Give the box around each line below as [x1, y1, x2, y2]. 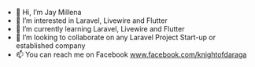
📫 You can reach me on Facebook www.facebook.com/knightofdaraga [15, 50, 247, 59]
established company [15, 41, 86, 50]
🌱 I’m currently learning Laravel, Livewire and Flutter [15, 24, 185, 33]
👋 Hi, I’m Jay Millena [15, 8, 82, 17]
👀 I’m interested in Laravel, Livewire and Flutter [15, 16, 168, 25]
